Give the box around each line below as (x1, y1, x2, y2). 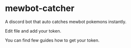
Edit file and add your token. (5, 28, 62, 34)
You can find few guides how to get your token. (5, 37, 99, 43)
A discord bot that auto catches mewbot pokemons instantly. (5, 19, 127, 24)
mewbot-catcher (5, 3, 75, 14)
